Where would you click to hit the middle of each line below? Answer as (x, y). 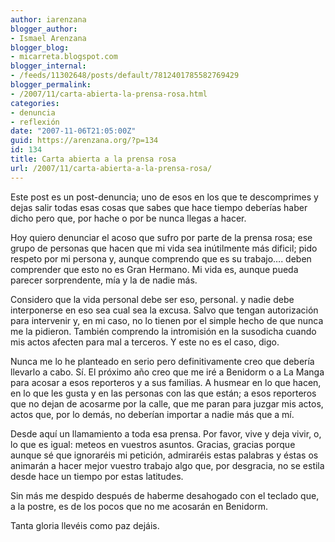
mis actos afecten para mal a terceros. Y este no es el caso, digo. (145, 342)
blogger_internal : (48, 66)
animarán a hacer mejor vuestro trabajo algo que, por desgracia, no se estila (167, 465)
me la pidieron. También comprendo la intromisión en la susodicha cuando (163, 331)
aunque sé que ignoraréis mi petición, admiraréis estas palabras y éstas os (164, 455)
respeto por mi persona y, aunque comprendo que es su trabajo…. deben (161, 258)
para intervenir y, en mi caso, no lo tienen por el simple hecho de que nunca (167, 320)
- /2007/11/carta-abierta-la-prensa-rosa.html (109, 94)
